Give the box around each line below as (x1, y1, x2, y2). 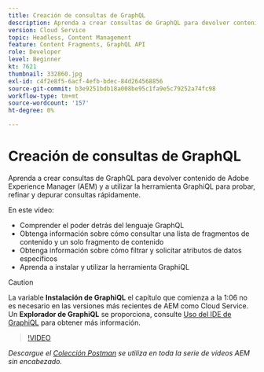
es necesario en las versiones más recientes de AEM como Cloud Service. (8, 300, 249, 311)
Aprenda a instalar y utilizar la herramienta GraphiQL (19, 262, 190, 271)
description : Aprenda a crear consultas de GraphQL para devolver (8, 19, 230, 27)
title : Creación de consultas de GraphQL (8, 11, 146, 20)
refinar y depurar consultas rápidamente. (8, 190, 141, 199)
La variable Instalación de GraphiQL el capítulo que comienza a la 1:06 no (8, 293, 248, 302)
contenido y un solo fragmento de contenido (19, 237, 164, 246)
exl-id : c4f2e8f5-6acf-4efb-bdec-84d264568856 (8, 77, 163, 85)
